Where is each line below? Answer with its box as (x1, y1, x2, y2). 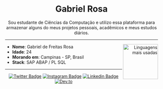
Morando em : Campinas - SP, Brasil (12, 54, 84, 60)
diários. (74, 30, 89, 36)
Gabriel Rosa (55, 3, 108, 15)
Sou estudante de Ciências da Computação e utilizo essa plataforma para (8, 19, 155, 25)
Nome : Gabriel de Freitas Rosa (12, 44, 74, 50)
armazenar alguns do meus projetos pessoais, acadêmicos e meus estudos (6, 24, 157, 30)
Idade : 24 (12, 49, 32, 54)
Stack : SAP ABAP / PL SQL (12, 59, 66, 65)
